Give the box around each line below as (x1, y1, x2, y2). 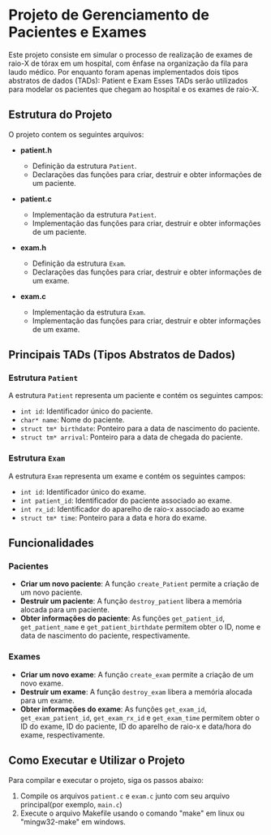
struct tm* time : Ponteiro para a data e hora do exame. (19, 513, 207, 522)
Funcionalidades (8, 536, 95, 550)
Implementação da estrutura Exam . (32, 307, 146, 317)
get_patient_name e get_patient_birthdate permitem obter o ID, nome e (19, 622, 261, 632)
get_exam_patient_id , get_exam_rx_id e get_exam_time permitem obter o (19, 712, 260, 722)
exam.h (19, 242, 47, 253)
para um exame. (19, 695, 75, 705)
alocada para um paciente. (19, 605, 110, 615)
